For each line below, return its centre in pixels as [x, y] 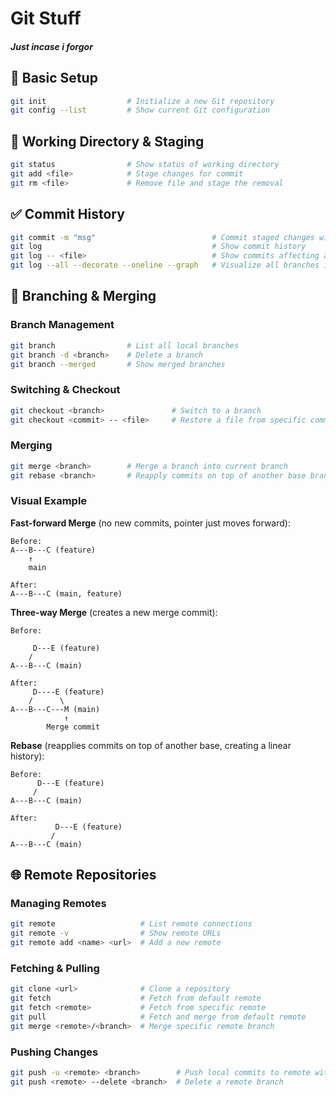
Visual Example [49, 501]
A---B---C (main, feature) [66, 593]
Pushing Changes [54, 1052]
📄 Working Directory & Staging [107, 141]
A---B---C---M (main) [55, 709]
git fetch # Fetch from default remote [136, 998]
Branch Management [62, 325]
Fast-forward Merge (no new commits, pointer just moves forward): [150, 523]
